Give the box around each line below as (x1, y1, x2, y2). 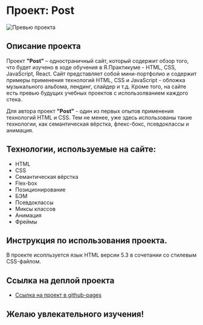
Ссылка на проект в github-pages (14, 291, 101, 299)
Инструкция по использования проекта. (6, 235, 167, 245)
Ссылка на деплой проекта (6, 275, 115, 286)
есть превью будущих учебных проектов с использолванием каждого (6, 89, 188, 97)
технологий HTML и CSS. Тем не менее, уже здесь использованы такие (6, 114, 192, 121)
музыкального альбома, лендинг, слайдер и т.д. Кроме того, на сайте (6, 83, 187, 90)
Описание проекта (6, 41, 81, 51)
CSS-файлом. (6, 258, 41, 265)
